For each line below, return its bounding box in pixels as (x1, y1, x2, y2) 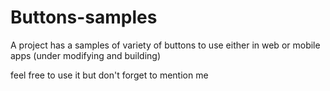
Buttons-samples (10, 6, 158, 29)
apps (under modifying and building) (10, 49, 161, 61)
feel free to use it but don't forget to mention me (10, 69, 209, 81)
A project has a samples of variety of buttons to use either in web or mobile (10, 39, 321, 51)
